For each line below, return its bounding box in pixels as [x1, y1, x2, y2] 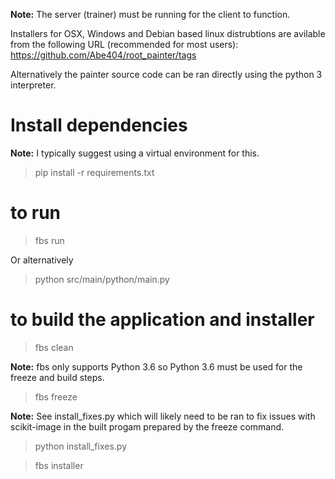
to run [10, 202, 62, 224]
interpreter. [10, 79, 57, 91]
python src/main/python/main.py [34, 273, 170, 285]
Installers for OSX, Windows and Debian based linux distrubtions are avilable [10, 28, 326, 39]
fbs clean [34, 341, 74, 353]
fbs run [34, 234, 65, 246]
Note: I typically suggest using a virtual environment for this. [10, 147, 260, 159]
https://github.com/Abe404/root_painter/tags [10, 49, 197, 61]
